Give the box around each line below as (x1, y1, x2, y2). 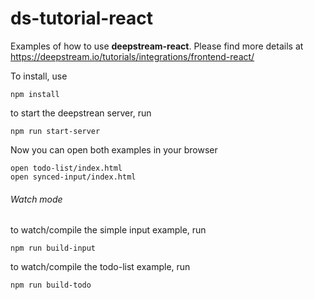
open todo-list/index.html (10, 163, 123, 173)
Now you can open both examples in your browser (10, 143, 218, 156)
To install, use (10, 70, 68, 82)
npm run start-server (10, 126, 101, 136)
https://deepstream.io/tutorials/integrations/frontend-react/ (10, 50, 255, 62)
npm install (10, 89, 60, 99)
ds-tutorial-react (10, 7, 153, 30)
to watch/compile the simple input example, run (10, 224, 207, 236)
